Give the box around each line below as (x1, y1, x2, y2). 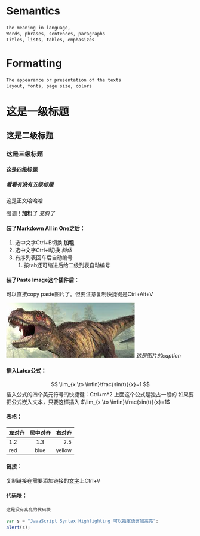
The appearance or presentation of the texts (6, 77, 121, 83)
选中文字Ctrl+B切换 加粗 (14, 239, 75, 246)
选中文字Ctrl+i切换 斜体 (14, 247, 73, 254)
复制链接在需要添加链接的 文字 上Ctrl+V (6, 477, 100, 484)
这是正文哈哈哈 (6, 196, 43, 204)
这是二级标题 (6, 131, 54, 141)
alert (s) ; (6, 524, 31, 531)
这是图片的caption (136, 352, 181, 359)
